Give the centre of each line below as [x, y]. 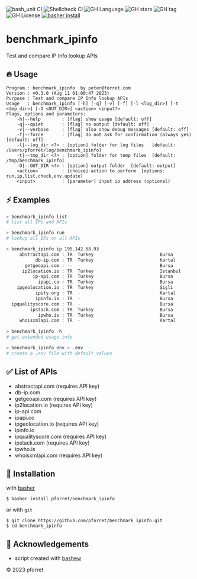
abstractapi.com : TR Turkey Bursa [96, 255]
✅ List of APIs [32, 372]
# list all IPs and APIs [37, 222]
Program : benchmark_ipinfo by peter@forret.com [69, 88]
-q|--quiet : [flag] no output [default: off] [83, 124]
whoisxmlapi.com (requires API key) [59, 455]
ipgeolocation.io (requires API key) [57, 424]
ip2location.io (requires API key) [54, 405]
